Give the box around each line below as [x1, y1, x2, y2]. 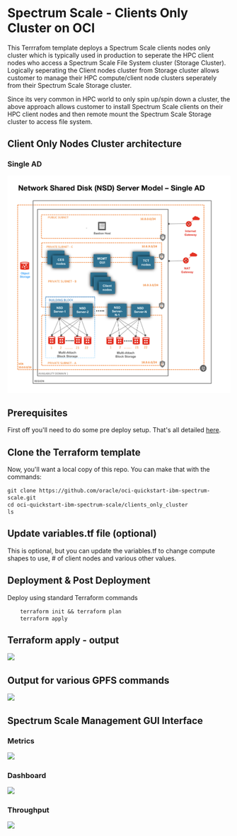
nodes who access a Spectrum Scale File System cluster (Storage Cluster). [7, 58, 226, 67]
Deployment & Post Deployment [7, 575, 151, 587]
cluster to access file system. [7, 117, 93, 125]
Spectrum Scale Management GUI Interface [7, 714, 204, 727]
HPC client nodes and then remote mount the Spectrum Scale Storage [7, 110, 212, 118]
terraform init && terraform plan [20, 608, 122, 615]
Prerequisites [7, 407, 68, 419]
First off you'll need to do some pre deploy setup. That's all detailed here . [7, 426, 221, 434]
